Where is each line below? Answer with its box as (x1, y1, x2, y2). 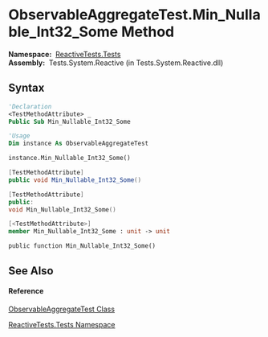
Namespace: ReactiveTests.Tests (8, 49, 121, 59)
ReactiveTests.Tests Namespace (8, 319, 116, 329)
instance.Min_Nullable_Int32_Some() (8, 154, 131, 162)
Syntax (8, 81, 45, 95)
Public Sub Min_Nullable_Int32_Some (8, 117, 131, 125)
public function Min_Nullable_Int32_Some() (8, 242, 156, 250)
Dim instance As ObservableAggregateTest (8, 139, 149, 148)
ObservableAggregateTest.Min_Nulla (8, 6, 261, 24)
